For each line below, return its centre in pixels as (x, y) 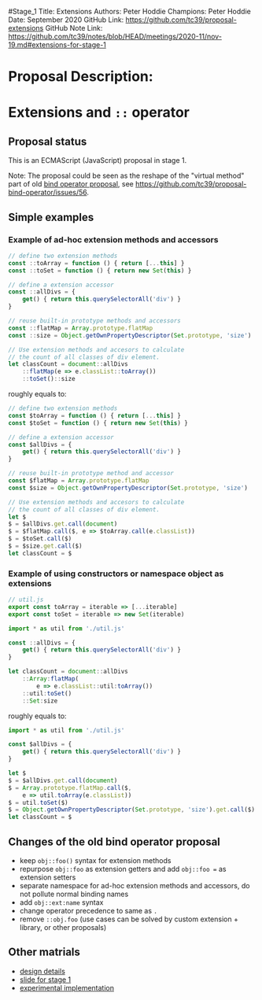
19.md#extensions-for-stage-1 (57, 45)
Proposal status (48, 141)
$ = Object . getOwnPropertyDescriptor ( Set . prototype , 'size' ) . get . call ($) (132, 810)
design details (42, 971)
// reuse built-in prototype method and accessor (91, 474)
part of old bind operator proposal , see (71, 184)
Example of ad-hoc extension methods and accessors (113, 239)
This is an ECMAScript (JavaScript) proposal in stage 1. (98, 161)
